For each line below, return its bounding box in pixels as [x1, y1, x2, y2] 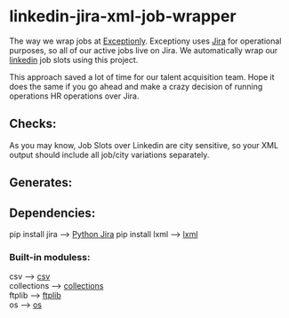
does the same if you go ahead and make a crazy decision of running [9, 81, 263, 91]
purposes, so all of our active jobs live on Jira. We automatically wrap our [9, 44, 278, 55]
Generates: [9, 175, 73, 190]
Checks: [9, 116, 57, 131]
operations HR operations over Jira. [9, 91, 140, 101]
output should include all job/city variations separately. [9, 149, 210, 160]
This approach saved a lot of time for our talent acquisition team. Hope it [9, 71, 275, 82]
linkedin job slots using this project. [9, 54, 139, 65]
